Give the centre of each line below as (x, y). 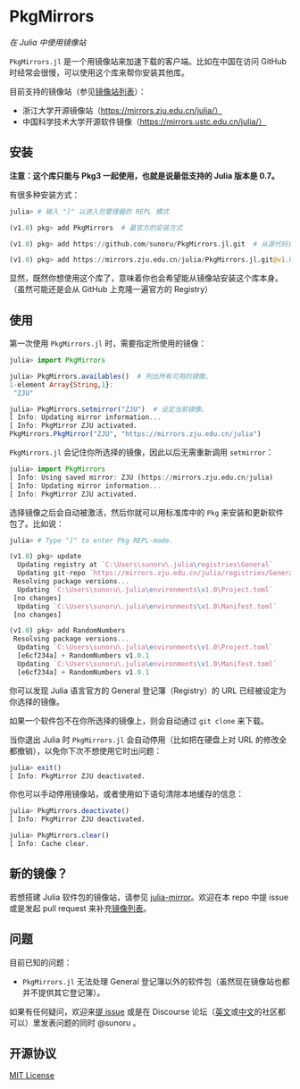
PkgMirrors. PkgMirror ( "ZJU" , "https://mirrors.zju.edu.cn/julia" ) (135, 434)
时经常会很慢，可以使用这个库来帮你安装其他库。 (99, 72)
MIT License (32, 1076)
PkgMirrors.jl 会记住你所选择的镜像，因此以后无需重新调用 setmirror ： (142, 452)
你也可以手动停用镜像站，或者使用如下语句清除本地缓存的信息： (126, 794)
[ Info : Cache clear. (50, 844)
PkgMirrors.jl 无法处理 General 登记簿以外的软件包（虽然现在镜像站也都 (156, 981)
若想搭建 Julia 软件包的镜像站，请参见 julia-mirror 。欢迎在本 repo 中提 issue (149, 897)
